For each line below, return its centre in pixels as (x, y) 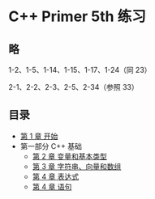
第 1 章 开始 (39, 136)
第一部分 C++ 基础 (51, 146)
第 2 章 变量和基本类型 (69, 156)
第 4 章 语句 (52, 186)
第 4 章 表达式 (56, 176)
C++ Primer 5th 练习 (77, 17)
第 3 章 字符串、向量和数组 (77, 166)
